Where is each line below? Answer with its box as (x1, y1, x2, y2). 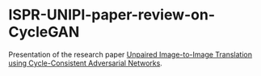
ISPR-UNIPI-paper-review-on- (8, 6, 216, 24)
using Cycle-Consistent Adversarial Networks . (8, 58, 163, 68)
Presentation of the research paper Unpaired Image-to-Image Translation (8, 49, 253, 59)
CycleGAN (8, 23, 80, 41)
